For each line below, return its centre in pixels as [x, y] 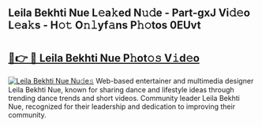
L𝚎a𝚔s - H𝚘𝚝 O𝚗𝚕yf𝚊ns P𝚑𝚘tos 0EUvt [105, 26]
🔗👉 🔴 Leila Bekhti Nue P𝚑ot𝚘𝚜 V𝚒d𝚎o [104, 58]
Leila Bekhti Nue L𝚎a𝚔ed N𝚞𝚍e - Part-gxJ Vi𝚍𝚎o [129, 13]
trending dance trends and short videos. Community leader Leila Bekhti [124, 98]
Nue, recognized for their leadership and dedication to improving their [122, 106]
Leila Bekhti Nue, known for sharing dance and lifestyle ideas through [121, 90]
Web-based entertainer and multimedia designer [175, 81]
